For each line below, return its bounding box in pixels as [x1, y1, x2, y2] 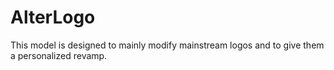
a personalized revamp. [10, 49, 108, 61]
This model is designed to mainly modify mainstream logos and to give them [10, 39, 325, 51]
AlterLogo [10, 6, 96, 29]
